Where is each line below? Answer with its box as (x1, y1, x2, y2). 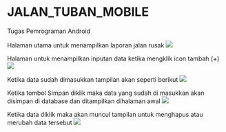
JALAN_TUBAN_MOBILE (7, 4, 150, 20)
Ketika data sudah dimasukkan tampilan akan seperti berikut (7, 75, 178, 83)
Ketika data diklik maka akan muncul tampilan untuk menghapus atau (7, 110, 203, 118)
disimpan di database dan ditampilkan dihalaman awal (7, 97, 161, 105)
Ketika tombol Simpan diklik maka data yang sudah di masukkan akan (7, 89, 205, 97)
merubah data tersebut (7, 118, 72, 126)
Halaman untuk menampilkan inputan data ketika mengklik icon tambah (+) (7, 54, 220, 63)
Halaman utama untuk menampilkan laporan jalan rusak (7, 41, 165, 49)
